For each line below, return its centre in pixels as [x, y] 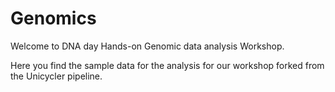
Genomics [53, 18]
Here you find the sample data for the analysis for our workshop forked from [167, 65]
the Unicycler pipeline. [56, 76]
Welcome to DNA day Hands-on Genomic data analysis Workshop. [147, 46]
